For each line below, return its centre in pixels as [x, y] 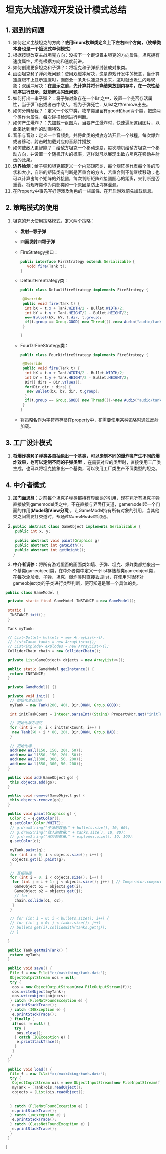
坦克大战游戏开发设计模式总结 [66, 10]
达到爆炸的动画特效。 [43, 129]
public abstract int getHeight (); [50, 550]
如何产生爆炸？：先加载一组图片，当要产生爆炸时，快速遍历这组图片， [84, 123]
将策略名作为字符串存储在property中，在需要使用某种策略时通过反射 [89, 420]
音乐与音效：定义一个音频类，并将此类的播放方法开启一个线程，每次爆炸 [86, 135]
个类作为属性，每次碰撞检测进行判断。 [51, 117]
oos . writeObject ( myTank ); [39, 991]
